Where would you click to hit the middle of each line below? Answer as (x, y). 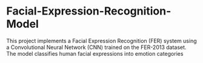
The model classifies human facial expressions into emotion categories (95, 53)
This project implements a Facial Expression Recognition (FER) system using (101, 41)
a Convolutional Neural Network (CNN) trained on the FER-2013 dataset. (96, 47)
